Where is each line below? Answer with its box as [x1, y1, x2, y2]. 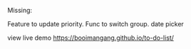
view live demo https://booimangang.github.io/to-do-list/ [7, 33, 175, 42]
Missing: [7, 6, 33, 14]
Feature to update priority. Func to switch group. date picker [7, 20, 184, 28]
